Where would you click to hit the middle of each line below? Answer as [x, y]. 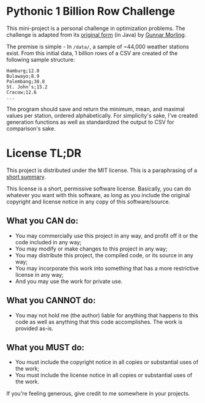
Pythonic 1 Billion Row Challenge [91, 11]
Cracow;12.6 [21, 92]
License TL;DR [44, 153]
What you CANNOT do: [51, 300]
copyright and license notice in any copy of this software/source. [88, 201]
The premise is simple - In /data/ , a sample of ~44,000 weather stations [98, 47]
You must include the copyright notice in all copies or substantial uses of [107, 362]
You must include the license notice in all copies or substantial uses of [104, 375]
